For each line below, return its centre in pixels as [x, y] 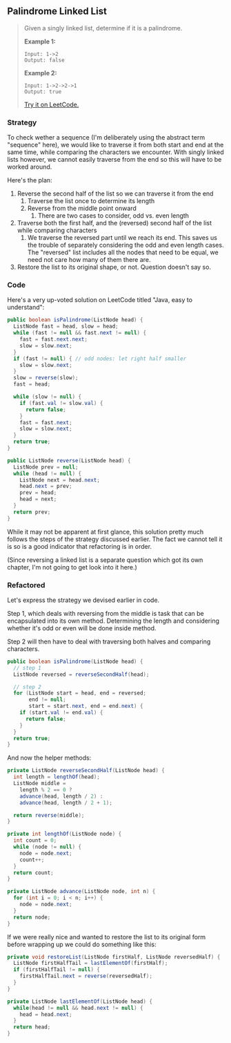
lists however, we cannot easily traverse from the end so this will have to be [114, 160]
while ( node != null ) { [47, 847]
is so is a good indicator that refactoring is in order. [80, 546]
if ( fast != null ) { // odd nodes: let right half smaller [100, 359]
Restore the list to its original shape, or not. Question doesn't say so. [114, 267]
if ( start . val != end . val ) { [61, 713]
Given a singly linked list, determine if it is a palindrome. [103, 28]
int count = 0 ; [35, 840]
